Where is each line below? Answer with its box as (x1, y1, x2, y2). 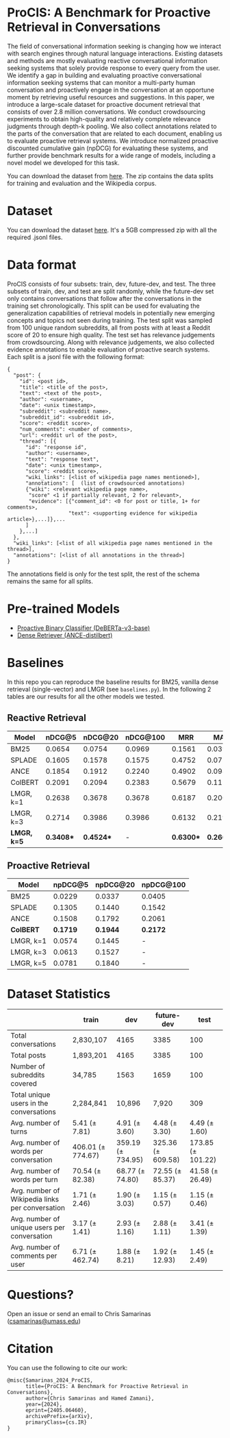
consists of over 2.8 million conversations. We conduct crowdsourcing (7, 108, 205, 116)
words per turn (10, 1175, 58, 1184)
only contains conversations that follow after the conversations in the (7, 294, 202, 302)
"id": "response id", (25, 443, 88, 450)
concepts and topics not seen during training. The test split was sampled (7, 316, 213, 324)
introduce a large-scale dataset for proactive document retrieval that (7, 100, 201, 108)
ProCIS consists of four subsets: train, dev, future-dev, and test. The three (7, 280, 216, 288)
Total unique (10, 1090, 51, 1099)
